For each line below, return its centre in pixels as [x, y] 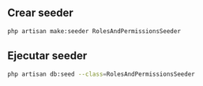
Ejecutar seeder [47, 56]
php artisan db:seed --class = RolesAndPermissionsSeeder [101, 74]
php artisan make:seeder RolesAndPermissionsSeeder [94, 31]
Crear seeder [41, 13]
